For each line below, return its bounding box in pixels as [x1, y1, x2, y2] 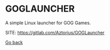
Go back [5, 39, 23, 45]
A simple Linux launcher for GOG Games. [5, 20, 91, 26]
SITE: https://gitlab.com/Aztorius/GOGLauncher [5, 29, 105, 35]
